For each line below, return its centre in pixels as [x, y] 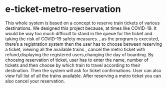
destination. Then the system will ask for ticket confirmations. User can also [83, 70]
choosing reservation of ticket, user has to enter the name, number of [77, 60]
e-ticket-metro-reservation [63, 9]
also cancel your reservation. [35, 81]
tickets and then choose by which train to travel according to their [73, 65]
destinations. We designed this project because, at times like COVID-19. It [81, 28]
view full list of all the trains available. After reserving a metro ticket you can [83, 76]
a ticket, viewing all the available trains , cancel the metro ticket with [75, 49]
